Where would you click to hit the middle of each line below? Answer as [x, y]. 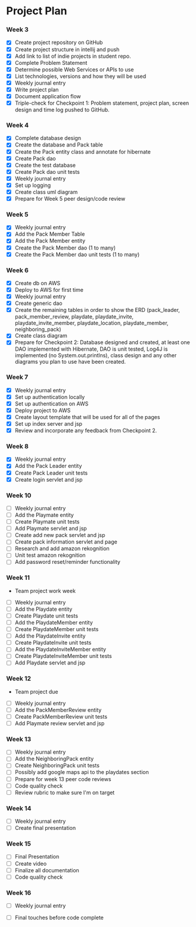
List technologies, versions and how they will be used [80, 76]
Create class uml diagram [46, 192]
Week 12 [19, 679]
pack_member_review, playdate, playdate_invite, [74, 317]
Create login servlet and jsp [49, 479]
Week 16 [19, 892]
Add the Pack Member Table [50, 234]
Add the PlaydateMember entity [54, 622]
